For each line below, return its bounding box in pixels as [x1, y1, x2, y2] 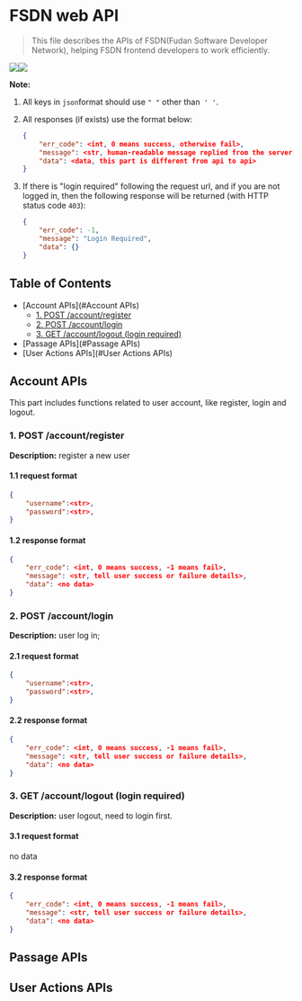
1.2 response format [9, 534, 86, 545]
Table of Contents [9, 276, 112, 291]
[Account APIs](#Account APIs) [22, 299, 139, 310]
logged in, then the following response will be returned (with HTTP [22, 191, 270, 201]
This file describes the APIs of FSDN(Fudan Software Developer [31, 35, 268, 46]
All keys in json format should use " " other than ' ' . [22, 96, 218, 107]
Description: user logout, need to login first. [9, 810, 173, 821]
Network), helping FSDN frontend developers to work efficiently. [31, 44, 271, 55]
